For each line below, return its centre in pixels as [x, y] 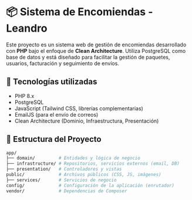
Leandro [27, 28]
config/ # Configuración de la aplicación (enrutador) [90, 185]
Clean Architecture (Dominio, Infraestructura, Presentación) [87, 121]
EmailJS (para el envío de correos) [56, 114]
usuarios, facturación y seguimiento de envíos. [63, 63]
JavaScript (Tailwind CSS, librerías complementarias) [79, 108]
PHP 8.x [24, 96]
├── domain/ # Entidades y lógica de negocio [73, 158]
